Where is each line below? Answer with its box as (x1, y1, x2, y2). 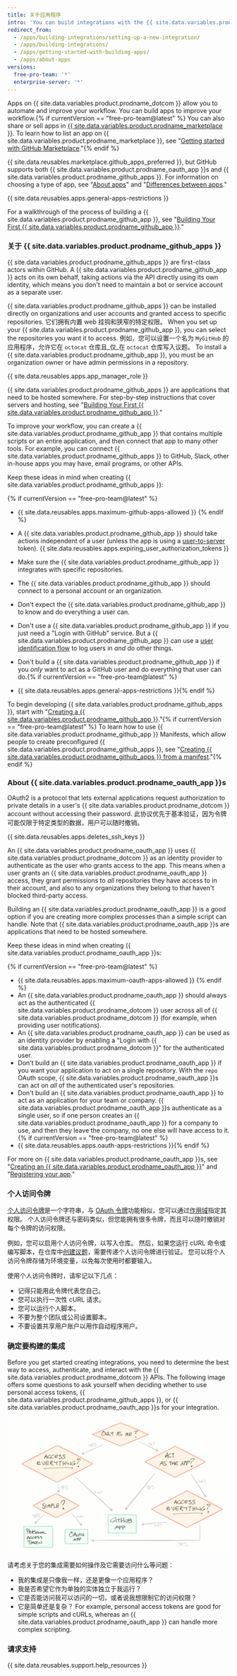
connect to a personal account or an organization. (17, 586, 164, 595)
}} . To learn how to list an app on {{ (7, 129, 109, 137)
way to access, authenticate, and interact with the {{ (7, 1365, 159, 1374)
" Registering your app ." (7, 1170, 75, 1179)
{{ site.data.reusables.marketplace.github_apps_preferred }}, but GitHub (7, 158, 217, 166)
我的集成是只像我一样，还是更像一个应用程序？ (17, 1576, 154, 1584)
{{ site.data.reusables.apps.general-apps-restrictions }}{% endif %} (17, 686, 215, 695)
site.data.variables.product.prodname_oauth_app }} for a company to (17, 1119, 219, 1127)
